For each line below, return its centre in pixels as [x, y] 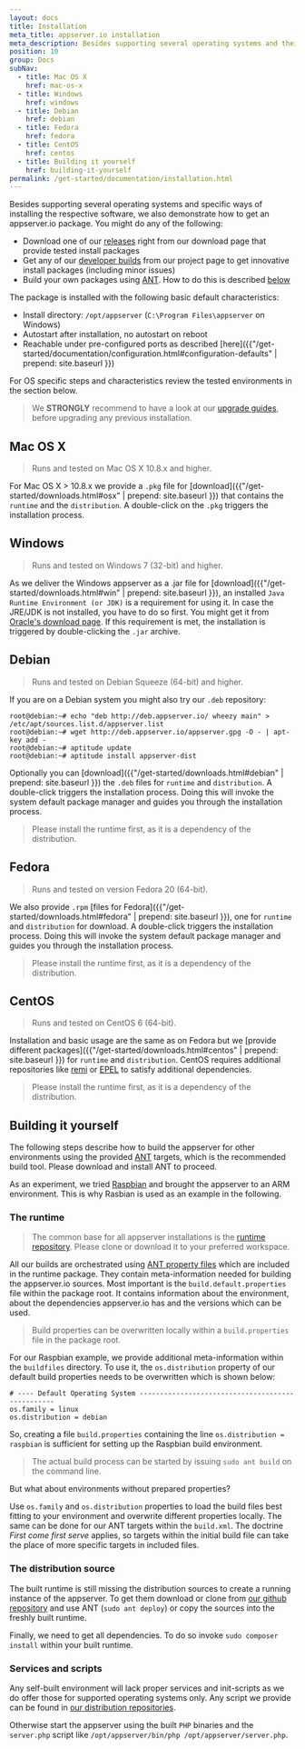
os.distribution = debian [58, 1418]
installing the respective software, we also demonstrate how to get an [139, 214]
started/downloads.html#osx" [65, 495]
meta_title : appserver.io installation [85, 35]
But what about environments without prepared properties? [120, 1489]
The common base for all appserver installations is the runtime [148, 1237]
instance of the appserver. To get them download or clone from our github [148, 1598]
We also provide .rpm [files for [66, 906]
